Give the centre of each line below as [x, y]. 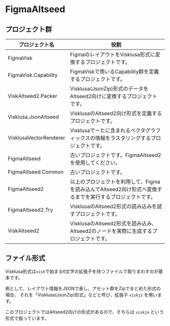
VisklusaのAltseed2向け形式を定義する [116, 113]
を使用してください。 [95, 163]
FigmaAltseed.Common [36, 172]
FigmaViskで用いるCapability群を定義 [115, 72]
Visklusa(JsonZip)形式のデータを [109, 89]
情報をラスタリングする [123, 138]
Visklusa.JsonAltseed [33, 117]
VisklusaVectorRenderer [36, 138]
